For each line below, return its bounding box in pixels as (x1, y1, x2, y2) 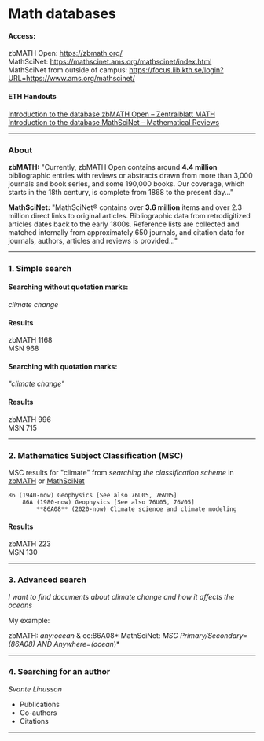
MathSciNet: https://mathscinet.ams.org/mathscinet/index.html (8, 57, 212, 67)
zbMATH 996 (8, 414, 51, 424)
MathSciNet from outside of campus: (8, 65, 128, 75)
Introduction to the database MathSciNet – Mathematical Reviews (8, 117, 220, 127)
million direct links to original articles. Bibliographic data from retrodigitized (8, 211, 251, 220)
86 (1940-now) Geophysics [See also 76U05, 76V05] (8, 491, 178, 499)
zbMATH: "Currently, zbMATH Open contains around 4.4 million (8, 162, 218, 171)
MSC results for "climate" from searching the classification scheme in (8, 468, 234, 477)
